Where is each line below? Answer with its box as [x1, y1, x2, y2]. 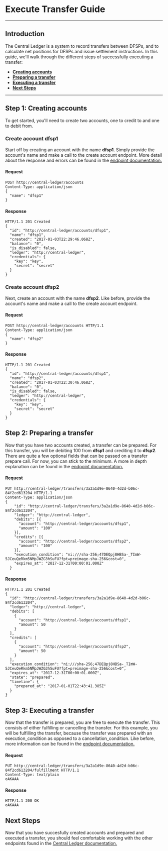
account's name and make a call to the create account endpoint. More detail [5, 152, 162, 158]
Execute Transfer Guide [5, 4, 105, 15]
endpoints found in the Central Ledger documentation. [5, 840, 117, 846]
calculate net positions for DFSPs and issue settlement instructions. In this [5, 48, 158, 54]
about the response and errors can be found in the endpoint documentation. [5, 157, 162, 163]
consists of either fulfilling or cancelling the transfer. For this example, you [5, 725, 158, 730]
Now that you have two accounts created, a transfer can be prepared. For [5, 442, 157, 448]
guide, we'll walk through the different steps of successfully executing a [5, 54, 153, 60]
